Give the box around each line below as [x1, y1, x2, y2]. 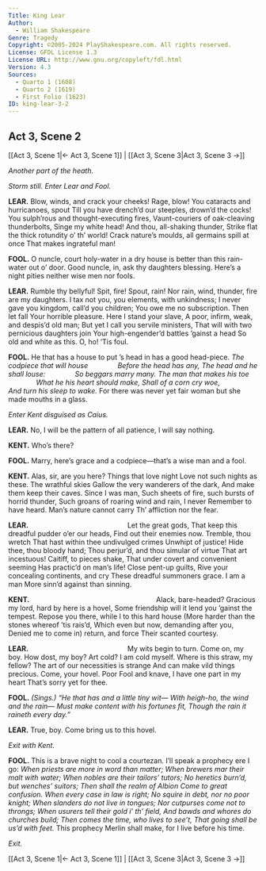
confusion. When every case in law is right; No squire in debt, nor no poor [8, 789, 249, 799]
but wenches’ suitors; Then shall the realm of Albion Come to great [8, 781, 228, 790]
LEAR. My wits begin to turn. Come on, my [8, 643, 244, 653]
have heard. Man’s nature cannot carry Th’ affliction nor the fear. [8, 505, 219, 514]
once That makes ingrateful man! [8, 239, 116, 248]
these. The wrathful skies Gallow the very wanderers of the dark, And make [8, 479, 255, 489]
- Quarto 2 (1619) [15, 85, 77, 94]
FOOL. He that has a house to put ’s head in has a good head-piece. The [8, 352, 245, 362]
